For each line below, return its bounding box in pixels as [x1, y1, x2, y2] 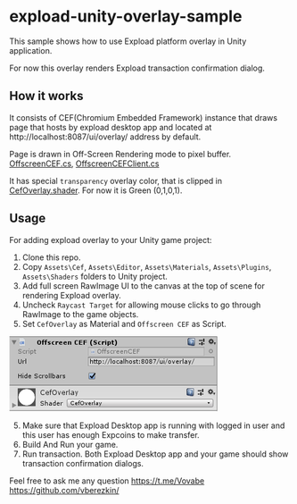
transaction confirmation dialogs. [21, 458, 144, 468]
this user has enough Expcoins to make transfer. [21, 429, 200, 440]
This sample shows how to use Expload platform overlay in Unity [9, 36, 247, 46]
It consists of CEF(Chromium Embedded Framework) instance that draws [9, 112, 278, 122]
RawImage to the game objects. [21, 308, 139, 319]
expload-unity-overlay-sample [9, 6, 243, 27]
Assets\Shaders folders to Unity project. [21, 271, 168, 281]
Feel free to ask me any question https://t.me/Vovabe [9, 475, 205, 486]
